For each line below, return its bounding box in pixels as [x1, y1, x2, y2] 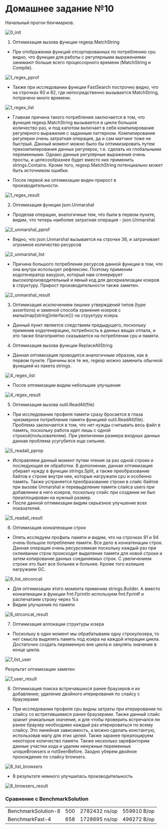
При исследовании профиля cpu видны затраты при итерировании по [12, 706, 162, 712]
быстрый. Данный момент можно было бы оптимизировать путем [12, 141, 155, 147]
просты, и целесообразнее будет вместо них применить [12, 156, 134, 163]
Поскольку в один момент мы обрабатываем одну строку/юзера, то [12, 631, 159, 637]
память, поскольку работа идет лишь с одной [12, 427, 111, 433]
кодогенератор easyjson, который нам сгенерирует [12, 271, 123, 278]
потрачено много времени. [12, 95, 71, 101]
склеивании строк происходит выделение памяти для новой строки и [12, 550, 162, 556]
